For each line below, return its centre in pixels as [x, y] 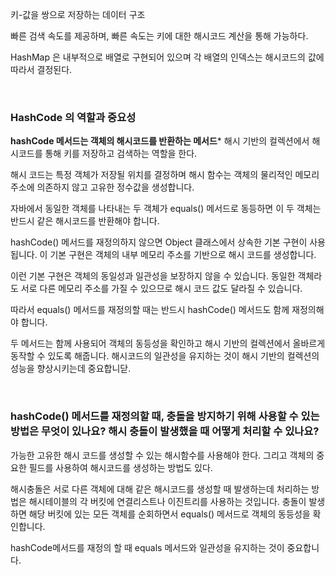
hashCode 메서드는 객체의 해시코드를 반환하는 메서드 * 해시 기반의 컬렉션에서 [160, 141]
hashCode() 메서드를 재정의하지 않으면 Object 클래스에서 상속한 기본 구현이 [159, 242]
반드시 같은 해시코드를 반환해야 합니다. [85, 221]
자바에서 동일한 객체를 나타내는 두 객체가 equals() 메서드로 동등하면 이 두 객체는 [166, 209]
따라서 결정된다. [41, 69]
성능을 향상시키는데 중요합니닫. [71, 369]
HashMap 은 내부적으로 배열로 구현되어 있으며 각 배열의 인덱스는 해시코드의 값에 [167, 57]
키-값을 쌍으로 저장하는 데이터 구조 [78, 14]
